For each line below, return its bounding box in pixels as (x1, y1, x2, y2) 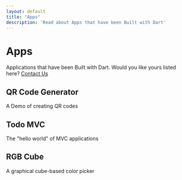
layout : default (6, 8, 46, 15)
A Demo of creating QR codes (6, 103, 78, 110)
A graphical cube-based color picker (6, 167, 95, 174)
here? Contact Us (6, 70, 49, 77)
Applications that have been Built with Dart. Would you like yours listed (6, 64, 177, 71)
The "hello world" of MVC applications (6, 135, 99, 142)
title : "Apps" (6, 14, 41, 20)
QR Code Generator (6, 87, 79, 97)
